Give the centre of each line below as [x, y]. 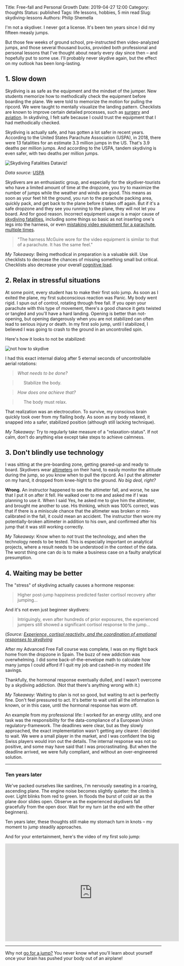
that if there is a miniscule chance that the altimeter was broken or [73, 511]
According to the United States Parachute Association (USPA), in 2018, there [83, 137]
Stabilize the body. [43, 382]
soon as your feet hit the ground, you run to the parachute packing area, [79, 198]
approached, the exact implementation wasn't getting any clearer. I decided [82, 731]
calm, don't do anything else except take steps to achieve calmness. [75, 437]
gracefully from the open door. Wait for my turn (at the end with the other [80, 807]
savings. [14, 670]
